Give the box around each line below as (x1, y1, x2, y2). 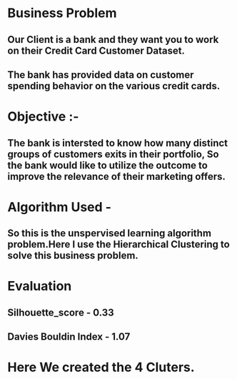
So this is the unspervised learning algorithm (7, 227, 212, 240)
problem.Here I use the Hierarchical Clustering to (7, 238, 230, 251)
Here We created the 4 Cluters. (7, 359, 195, 375)
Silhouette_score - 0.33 (7, 306, 114, 318)
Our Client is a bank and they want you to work (7, 34, 219, 46)
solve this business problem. (7, 250, 139, 262)
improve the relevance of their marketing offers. (7, 170, 226, 183)
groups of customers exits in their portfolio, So (7, 148, 219, 160)
